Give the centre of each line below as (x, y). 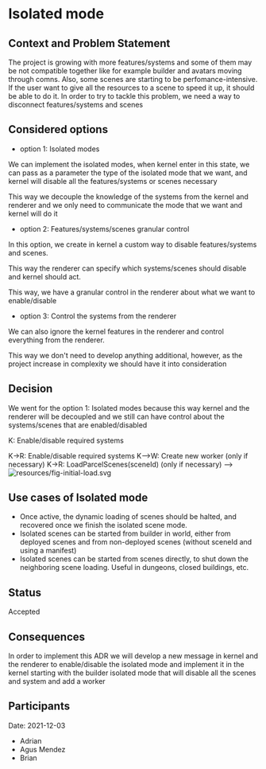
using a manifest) (48, 551)
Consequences (47, 636)
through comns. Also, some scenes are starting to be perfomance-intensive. (133, 79)
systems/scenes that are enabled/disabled (78, 425)
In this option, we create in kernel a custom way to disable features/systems (133, 244)
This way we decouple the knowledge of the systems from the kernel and (128, 197)
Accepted (24, 612)
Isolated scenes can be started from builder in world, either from (125, 533)
